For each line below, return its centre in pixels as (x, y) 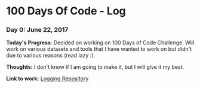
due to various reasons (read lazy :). (51, 56)
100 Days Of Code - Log (66, 11)
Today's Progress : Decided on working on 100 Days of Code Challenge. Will (100, 43)
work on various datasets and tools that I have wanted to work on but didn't (99, 49)
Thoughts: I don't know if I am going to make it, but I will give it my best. (95, 67)
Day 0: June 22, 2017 (37, 30)
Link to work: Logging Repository (47, 78)
